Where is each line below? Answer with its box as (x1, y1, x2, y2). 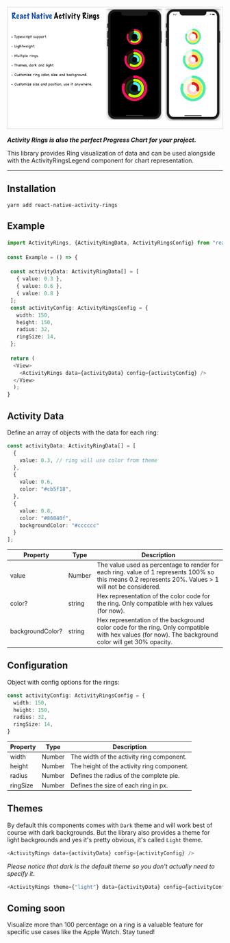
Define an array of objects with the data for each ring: (7, 428, 159, 437)
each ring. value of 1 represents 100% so (97, 567, 214, 576)
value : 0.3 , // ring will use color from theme (19, 456, 157, 464)
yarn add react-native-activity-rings (7, 202, 118, 209)
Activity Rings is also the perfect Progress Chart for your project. (7, 136, 196, 144)
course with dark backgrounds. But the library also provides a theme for (7, 828, 210, 836)
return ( (10, 355, 36, 362)
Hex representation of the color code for (97, 592, 211, 600)
